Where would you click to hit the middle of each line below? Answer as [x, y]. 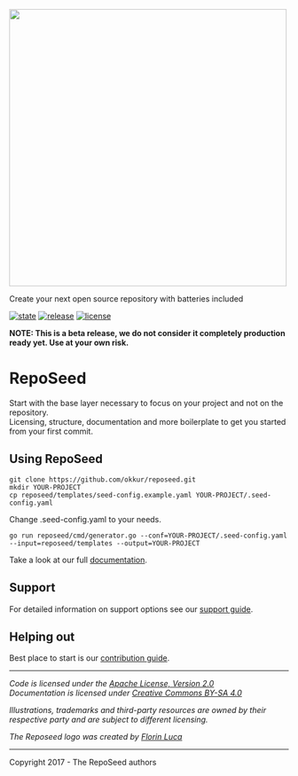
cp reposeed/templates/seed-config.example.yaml [101, 495]
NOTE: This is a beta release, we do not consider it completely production [147, 333]
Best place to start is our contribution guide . [90, 658]
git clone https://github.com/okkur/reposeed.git [103, 479]
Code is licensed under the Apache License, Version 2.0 [112, 684]
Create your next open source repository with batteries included [126, 299]
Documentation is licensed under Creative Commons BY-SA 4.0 [125, 693]
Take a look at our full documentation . [78, 560]
